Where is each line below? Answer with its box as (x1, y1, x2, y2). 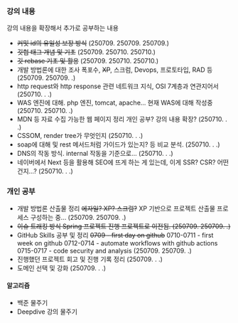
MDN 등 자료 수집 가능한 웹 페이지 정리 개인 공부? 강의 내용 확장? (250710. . (16, 115, 228, 124)
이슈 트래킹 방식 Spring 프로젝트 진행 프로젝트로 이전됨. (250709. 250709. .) (16, 222, 231, 231)
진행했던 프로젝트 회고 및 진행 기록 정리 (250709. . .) (16, 255, 163, 263)
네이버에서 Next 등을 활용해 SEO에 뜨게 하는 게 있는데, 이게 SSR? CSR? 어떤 (16, 158, 229, 166)
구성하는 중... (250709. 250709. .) (30, 213, 126, 221)
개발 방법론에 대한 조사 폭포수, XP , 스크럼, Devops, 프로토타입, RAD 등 (16, 65, 213, 74)
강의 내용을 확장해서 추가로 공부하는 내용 (6, 23, 119, 33)
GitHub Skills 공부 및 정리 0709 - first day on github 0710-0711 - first (16, 231, 214, 239)
